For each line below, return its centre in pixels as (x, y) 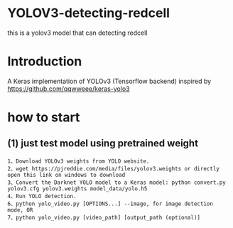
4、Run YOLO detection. (42, 196)
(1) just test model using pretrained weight (103, 143)
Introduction (45, 61)
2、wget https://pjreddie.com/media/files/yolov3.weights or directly (114, 168)
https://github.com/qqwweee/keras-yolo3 (69, 88)
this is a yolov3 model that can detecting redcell (77, 33)
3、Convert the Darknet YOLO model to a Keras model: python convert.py (116, 183)
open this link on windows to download (66, 175)
